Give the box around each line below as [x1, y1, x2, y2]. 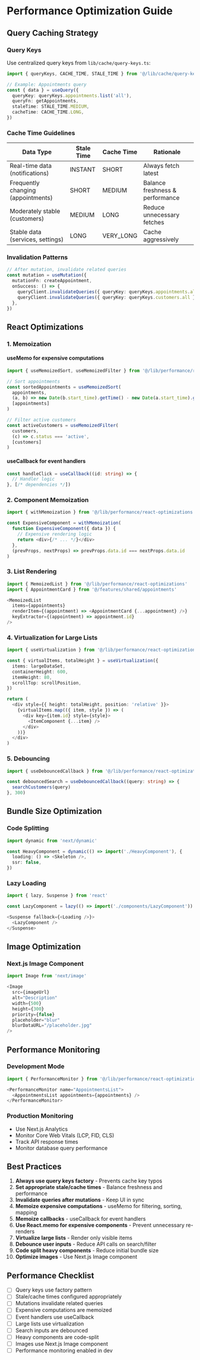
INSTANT [69, 166, 96, 174]
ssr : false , [12, 859, 42, 866]
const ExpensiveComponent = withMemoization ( [7, 520, 121, 526]
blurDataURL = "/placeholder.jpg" [12, 1022, 93, 1028]
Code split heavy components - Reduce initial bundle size [15, 1247, 159, 1254]
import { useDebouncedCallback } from [7, 768, 103, 774]
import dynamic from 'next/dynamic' [7, 838, 97, 844]
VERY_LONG [102, 232, 138, 240]
